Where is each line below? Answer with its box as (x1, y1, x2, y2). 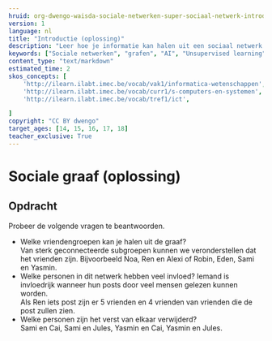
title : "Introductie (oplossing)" (8, 34, 125, 43)
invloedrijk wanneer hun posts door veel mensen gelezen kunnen (19, 279, 239, 289)
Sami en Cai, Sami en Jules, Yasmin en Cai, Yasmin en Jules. (19, 322, 223, 333)
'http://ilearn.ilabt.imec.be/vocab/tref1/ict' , (23, 95, 190, 103)
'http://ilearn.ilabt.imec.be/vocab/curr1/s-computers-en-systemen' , (23, 87, 263, 96)
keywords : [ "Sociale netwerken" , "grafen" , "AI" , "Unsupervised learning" (8, 50, 266, 58)
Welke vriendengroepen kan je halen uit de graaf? (19, 236, 187, 246)
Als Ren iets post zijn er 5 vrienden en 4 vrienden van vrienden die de (19, 297, 253, 307)
